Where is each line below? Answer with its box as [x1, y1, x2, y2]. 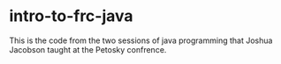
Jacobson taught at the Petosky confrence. [9, 44, 167, 54]
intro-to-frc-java [9, 6, 134, 26]
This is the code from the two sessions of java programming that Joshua [9, 35, 273, 46]
